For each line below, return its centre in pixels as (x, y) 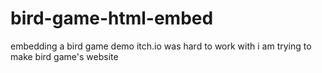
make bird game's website (64, 56)
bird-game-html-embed (112, 18)
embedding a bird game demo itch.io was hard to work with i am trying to (161, 46)
